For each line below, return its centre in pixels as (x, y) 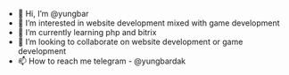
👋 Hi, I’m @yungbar (53, 14)
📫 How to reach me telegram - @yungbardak (102, 61)
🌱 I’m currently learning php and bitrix (87, 32)
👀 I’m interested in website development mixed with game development (149, 23)
